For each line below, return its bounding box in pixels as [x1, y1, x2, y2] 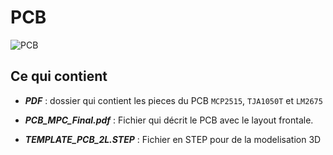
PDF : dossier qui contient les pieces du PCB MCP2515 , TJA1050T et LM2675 [24, 94, 323, 106]
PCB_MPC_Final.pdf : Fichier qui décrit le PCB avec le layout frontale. [24, 114, 314, 126]
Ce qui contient [10, 68, 108, 85]
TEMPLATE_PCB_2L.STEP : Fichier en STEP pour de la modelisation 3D [24, 133, 322, 145]
